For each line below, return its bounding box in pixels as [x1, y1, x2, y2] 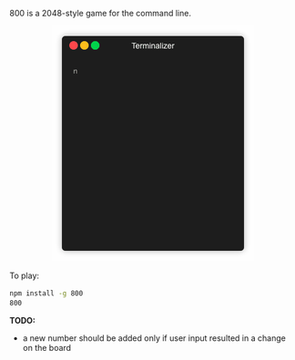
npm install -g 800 [9, 289, 84, 298]
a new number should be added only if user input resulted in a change [22, 332, 287, 344]
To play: [9, 270, 39, 281]
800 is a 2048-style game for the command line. [9, 8, 191, 18]
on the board [22, 342, 71, 353]
